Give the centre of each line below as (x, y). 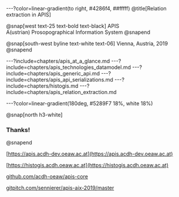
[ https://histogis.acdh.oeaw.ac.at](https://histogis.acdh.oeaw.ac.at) (87, 165)
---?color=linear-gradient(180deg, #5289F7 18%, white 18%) (80, 103)
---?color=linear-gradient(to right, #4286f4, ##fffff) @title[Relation (87, 8)
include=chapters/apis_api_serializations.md (60, 80)
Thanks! (18, 130)
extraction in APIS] (29, 15)
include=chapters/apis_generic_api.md (53, 73)
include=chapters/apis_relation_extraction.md (61, 92)
